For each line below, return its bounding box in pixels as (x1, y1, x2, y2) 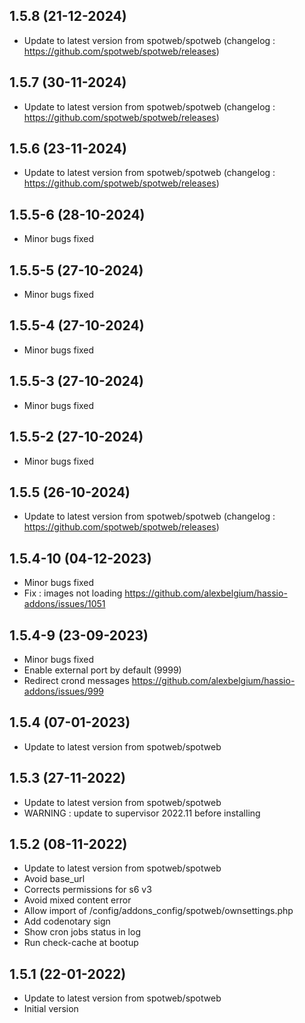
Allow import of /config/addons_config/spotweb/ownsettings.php (23, 905, 294, 917)
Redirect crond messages (23, 674, 130, 686)
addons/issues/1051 (23, 598, 106, 610)
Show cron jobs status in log (23, 926, 141, 938)
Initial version (23, 1003, 79, 1015)
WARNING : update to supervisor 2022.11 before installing (23, 807, 261, 819)
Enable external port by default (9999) (23, 664, 182, 676)
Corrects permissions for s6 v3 (23, 884, 152, 896)
